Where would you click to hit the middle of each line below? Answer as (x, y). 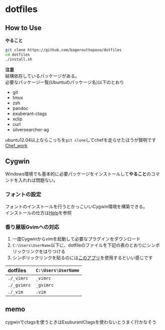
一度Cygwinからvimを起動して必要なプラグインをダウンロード (76, 239)
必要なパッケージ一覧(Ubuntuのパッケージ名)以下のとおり (65, 82)
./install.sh (19, 59)
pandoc (20, 108)
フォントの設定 (23, 194)
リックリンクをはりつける (39, 252)
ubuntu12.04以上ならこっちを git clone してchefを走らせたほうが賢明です (81, 140)
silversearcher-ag (30, 130)
